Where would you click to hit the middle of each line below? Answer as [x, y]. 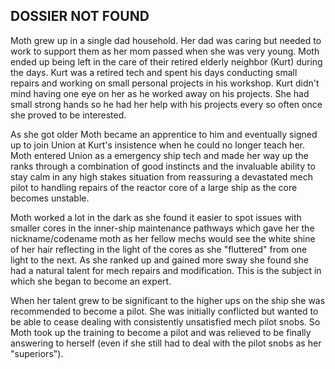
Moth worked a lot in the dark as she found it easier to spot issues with [156, 217]
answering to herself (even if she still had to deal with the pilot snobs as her [166, 343]
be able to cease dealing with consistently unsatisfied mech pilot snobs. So [165, 321]
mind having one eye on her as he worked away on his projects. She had [160, 93]
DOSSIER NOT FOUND [80, 16]
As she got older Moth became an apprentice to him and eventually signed [164, 134]
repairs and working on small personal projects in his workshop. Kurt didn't [165, 83]
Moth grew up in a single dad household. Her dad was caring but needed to [166, 40]
